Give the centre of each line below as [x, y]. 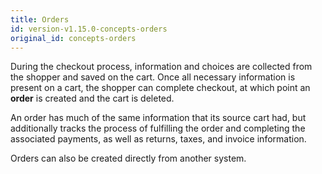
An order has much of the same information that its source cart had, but [158, 118]
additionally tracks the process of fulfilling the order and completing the [158, 128]
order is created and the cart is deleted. [92, 98]
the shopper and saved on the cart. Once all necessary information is [153, 77]
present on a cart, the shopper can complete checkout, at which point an [160, 88]
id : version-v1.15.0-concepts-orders [89, 29]
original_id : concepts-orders [73, 38]
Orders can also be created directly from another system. [128, 158]
